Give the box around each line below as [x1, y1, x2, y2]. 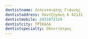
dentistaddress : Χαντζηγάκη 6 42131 [5, 12, 83, 17]
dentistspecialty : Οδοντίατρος [5, 26, 72, 31]
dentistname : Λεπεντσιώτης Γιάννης [5, 7, 81, 13]
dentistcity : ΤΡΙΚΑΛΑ [5, 21, 51, 27]
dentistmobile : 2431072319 [5, 17, 63, 22]
